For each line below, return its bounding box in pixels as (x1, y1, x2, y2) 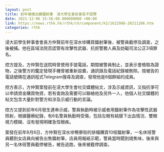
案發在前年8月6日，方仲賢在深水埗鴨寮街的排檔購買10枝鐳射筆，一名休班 (5, 130, 152, 135)
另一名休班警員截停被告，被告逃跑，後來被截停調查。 (5, 142, 112, 148)
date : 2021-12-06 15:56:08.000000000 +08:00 (5, 16, 97, 21)
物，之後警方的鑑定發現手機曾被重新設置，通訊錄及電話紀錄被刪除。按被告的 (5, 68, 159, 74)
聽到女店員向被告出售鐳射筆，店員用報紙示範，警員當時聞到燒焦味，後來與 (9, 135, 159, 141)
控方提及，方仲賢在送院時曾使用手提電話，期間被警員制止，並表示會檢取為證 (5, 62, 159, 68)
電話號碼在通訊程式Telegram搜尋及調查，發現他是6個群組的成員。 (5, 74, 138, 80)
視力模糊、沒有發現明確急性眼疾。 (5, 119, 74, 125)
